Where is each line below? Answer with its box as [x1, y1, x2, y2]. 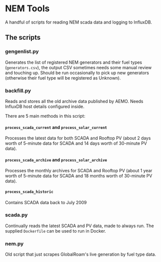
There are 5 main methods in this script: [5, 113, 86, 119]
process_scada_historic [5, 189, 54, 194]
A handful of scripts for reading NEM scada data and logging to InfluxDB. [5, 19, 153, 25]
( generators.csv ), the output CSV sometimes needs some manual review [5, 64, 152, 70]
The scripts [5, 33, 41, 42]
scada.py [5, 211, 28, 218]
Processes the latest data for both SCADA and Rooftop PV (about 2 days [5, 135, 151, 141]
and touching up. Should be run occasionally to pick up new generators [5, 70, 149, 76]
